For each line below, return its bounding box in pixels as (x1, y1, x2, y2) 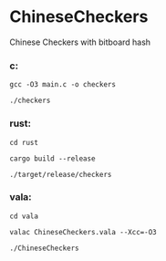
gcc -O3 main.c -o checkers (9, 80, 117, 89)
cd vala (9, 212, 39, 221)
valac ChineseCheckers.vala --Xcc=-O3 (9, 227, 157, 236)
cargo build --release (9, 153, 96, 163)
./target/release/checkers (9, 170, 112, 179)
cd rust (9, 138, 39, 147)
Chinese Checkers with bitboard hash (9, 37, 151, 47)
